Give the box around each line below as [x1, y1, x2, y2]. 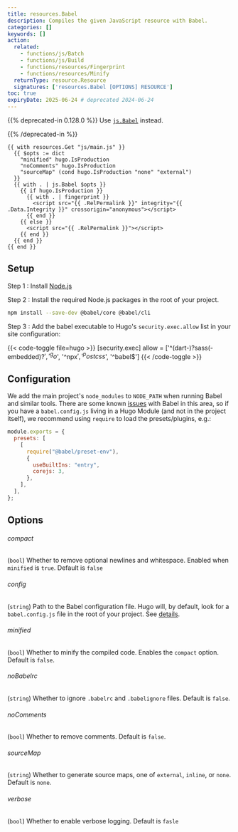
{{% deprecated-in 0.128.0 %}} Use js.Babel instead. [7, 116, 163, 125]
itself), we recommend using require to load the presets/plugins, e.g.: [7, 415, 212, 423]
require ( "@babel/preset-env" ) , [26, 448, 119, 455]
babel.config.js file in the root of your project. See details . [7, 610, 180, 618]
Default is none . [7, 778, 52, 787]
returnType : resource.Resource [13, 76, 107, 84]
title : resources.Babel [7, 10, 78, 18]
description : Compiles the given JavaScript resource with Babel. [7, 17, 208, 24]
